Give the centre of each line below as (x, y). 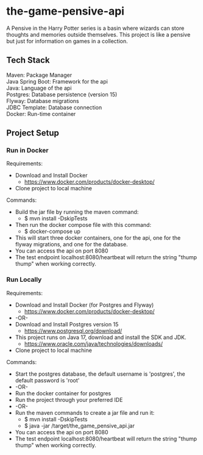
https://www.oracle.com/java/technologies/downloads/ (94, 343)
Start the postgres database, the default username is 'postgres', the (100, 374)
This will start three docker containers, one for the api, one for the (98, 238)
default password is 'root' (47, 380)
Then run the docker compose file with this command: (83, 225)
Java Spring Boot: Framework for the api (57, 81)
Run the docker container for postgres (63, 393)
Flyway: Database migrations (43, 101)
